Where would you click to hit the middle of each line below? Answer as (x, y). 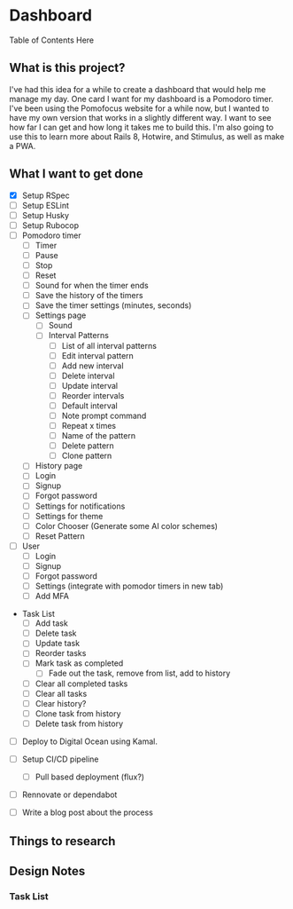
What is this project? (67, 68)
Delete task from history (79, 723)
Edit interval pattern (98, 355)
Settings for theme (69, 516)
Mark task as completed (79, 663)
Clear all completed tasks (81, 684)
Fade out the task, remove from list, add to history (139, 673)
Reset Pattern (60, 536)
